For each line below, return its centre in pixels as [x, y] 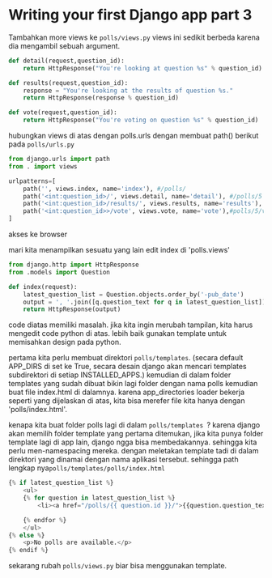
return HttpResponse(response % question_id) [101, 98]
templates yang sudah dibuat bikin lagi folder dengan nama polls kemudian [133, 384]
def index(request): [43, 287]
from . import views [43, 166]
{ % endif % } [28, 550]
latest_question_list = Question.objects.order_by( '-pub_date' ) [134, 294]
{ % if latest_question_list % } [61, 483]
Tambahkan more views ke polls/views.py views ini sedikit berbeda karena [134, 37]
